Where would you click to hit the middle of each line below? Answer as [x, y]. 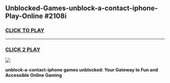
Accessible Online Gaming [34, 75]
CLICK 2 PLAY [23, 49]
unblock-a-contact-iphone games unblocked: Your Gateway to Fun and [82, 69]
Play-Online [24, 16]
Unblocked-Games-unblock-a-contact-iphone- [82, 8]
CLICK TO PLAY [25, 31]
